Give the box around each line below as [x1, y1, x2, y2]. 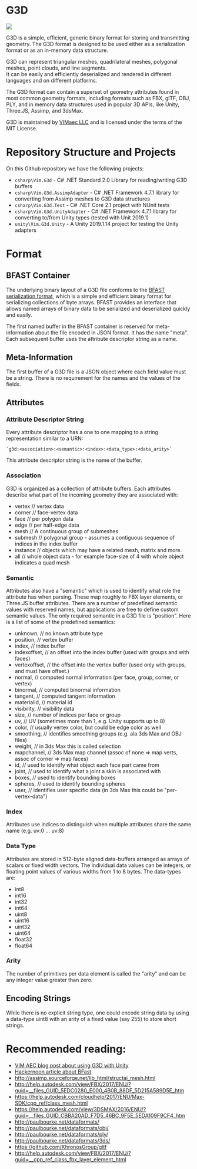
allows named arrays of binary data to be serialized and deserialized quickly [6, 305, 191, 312]
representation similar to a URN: [6, 435, 84, 442]
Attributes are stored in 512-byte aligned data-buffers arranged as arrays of [6, 855, 189, 862]
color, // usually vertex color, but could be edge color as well [14, 724, 162, 731]
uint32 [14, 923, 31, 930]
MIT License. [6, 124, 38, 132]
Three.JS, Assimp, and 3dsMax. [6, 107, 84, 114]
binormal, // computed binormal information [14, 686, 121, 693]
